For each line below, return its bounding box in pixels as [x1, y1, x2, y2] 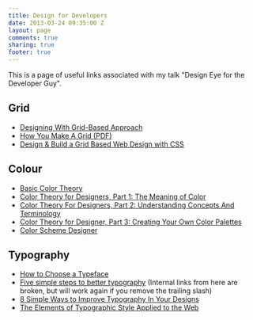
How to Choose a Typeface [19, 269, 109, 279]
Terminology [19, 208, 61, 218]
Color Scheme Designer [19, 225, 98, 234]
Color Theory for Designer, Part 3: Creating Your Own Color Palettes [19, 217, 243, 227]
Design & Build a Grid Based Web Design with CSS [19, 139, 184, 149]
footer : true [8, 48, 51, 56]
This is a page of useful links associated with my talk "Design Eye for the [8, 70, 245, 79]
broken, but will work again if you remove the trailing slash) [19, 286, 213, 295]
